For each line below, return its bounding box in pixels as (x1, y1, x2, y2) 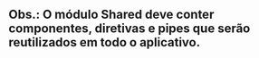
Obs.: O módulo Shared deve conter (8, 7, 215, 22)
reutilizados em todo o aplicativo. (8, 35, 201, 50)
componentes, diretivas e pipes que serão (8, 21, 251, 37)
